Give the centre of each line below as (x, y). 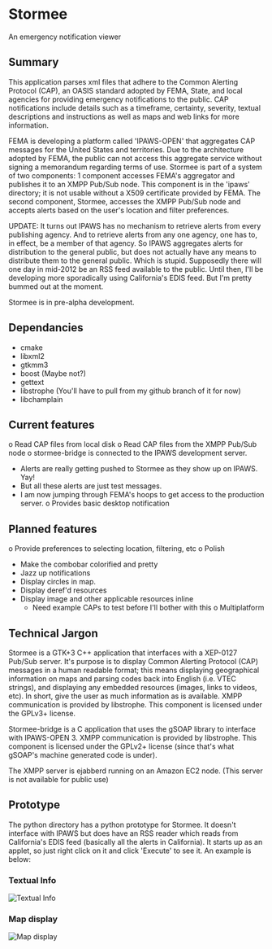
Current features (52, 424)
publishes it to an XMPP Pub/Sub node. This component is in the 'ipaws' (129, 184)
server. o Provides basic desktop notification (95, 503)
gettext (32, 382)
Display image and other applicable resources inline (107, 599)
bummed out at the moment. (56, 286)
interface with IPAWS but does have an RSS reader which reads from (123, 833)
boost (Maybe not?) (53, 373)
